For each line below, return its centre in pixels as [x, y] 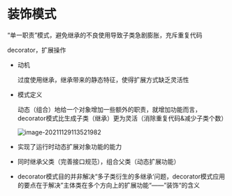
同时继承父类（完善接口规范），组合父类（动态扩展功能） [99, 161]
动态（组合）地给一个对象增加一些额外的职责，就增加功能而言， [109, 109]
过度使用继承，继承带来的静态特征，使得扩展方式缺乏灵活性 [103, 79]
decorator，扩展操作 [37, 50]
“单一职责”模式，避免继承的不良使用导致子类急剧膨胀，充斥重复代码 [105, 35]
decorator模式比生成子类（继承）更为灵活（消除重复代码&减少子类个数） [122, 118]
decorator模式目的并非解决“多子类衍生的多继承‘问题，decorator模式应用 [121, 176]
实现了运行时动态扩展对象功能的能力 [70, 146]
